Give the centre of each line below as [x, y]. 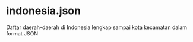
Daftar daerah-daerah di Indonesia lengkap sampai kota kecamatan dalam [97, 27]
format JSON [22, 33]
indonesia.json [44, 11]
